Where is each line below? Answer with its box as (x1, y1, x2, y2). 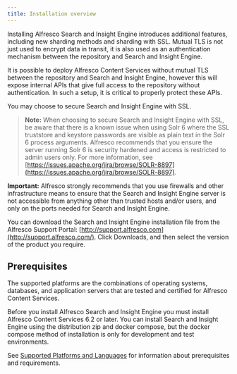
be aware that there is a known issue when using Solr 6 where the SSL (24, 123, 230, 131)
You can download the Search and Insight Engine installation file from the (7, 218, 220, 226)
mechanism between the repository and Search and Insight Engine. (7, 52, 203, 61)
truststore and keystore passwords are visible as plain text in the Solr (24, 130, 226, 139)
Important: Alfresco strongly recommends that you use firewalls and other (7, 181, 224, 190)
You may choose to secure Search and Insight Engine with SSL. (7, 101, 192, 110)
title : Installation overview (7, 10, 97, 18)
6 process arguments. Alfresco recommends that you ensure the (24, 138, 213, 147)
